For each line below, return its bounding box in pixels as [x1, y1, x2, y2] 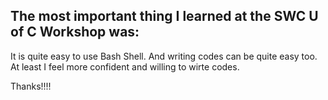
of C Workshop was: [10, 24, 140, 41]
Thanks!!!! [10, 80, 52, 92]
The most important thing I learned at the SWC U [10, 8, 319, 25]
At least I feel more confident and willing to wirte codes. [10, 60, 240, 73]
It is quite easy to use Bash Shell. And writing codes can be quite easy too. [10, 50, 318, 62]
